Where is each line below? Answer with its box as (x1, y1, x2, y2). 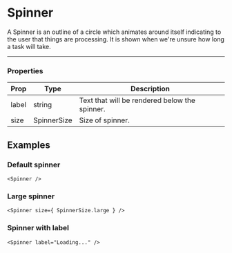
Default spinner (7, 160, 61, 169)
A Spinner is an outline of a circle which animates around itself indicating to (7, 28, 222, 36)
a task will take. (7, 42, 51, 50)
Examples (7, 139, 50, 151)
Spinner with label (7, 223, 69, 233)
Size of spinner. (79, 115, 130, 125)
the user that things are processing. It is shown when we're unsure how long (7, 35, 224, 43)
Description (130, 84, 171, 94)
